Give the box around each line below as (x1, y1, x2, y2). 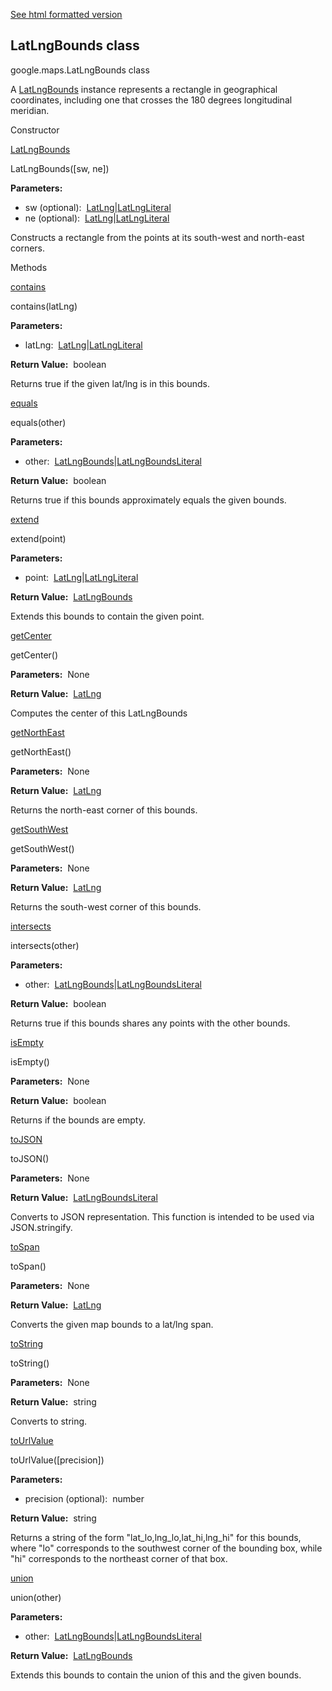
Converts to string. (10, 1415, 88, 1427)
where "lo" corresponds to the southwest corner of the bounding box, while (10, 1542, 323, 1554)
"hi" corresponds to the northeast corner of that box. (10, 1552, 228, 1564)
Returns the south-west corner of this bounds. (10, 900, 202, 913)
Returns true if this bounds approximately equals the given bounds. (10, 494, 287, 506)
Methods (10, 261, 48, 273)
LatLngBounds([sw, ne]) (10, 162, 110, 174)
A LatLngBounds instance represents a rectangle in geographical (10, 83, 278, 95)
